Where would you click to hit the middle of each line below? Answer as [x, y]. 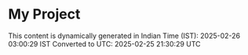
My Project [44, 14]
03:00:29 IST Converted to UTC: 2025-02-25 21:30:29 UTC [105, 43]
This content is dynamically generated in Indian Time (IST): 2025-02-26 [124, 36]
